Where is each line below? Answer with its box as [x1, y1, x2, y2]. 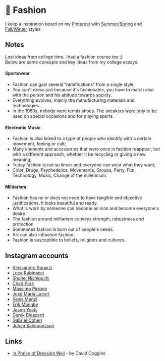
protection [12, 221, 34, 227]
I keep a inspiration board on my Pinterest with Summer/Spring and [5, 21, 142, 27]
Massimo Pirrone [12, 286, 47, 292]
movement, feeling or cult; [12, 141, 66, 147]
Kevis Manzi [12, 296, 38, 302]
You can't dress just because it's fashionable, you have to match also [12, 86, 154, 92]
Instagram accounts [5, 251, 68, 260]
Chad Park [12, 281, 34, 287]
